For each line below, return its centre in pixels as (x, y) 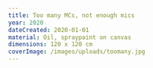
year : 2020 (26, 23)
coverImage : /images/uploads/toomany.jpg (77, 52)
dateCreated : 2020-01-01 (49, 30)
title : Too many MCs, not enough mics (71, 15)
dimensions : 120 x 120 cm (50, 45)
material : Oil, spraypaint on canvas (70, 37)
